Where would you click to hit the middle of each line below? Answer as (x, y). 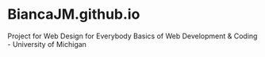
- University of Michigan (47, 44)
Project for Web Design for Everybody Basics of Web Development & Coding (132, 36)
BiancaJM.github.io (74, 14)
